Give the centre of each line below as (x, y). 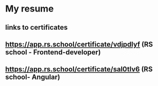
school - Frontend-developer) (53, 52)
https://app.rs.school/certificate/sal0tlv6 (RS (79, 69)
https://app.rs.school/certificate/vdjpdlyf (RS (79, 44)
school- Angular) (33, 77)
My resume (30, 9)
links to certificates (36, 27)
